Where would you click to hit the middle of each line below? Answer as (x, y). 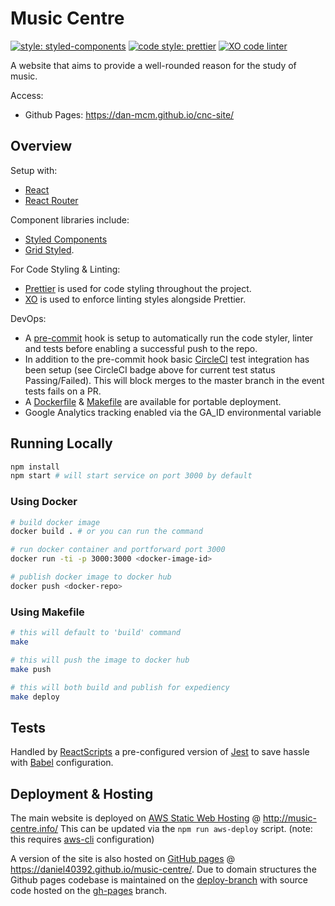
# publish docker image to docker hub (91, 577)
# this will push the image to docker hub (100, 660)
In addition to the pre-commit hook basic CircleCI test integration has (167, 359)
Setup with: (34, 170)
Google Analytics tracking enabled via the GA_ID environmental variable (173, 412)
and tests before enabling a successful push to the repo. (141, 348)
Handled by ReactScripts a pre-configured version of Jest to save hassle (160, 752)
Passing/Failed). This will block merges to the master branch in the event (174, 380)
